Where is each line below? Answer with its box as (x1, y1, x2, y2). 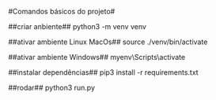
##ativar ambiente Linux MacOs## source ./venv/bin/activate (8, 37, 208, 46)
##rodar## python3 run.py (8, 83, 96, 92)
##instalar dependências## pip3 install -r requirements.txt (8, 68, 199, 77)
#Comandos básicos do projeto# (8, 7, 116, 16)
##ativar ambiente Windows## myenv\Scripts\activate (8, 53, 186, 61)
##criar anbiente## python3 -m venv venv (8, 22, 146, 31)
